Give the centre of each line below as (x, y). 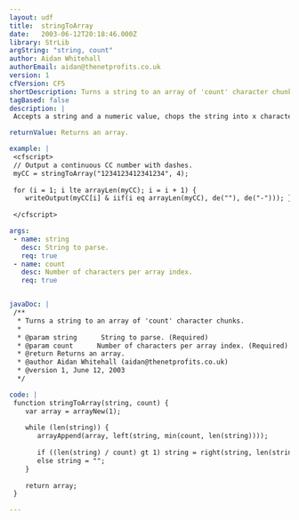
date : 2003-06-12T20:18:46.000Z (73, 34)
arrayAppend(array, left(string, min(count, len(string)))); (153, 436)
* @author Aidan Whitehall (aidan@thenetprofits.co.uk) (123, 362)
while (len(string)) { (67, 428)
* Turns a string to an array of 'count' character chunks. (131, 321)
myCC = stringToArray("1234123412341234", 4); (101, 173)
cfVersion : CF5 (37, 84)
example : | (29, 149)
